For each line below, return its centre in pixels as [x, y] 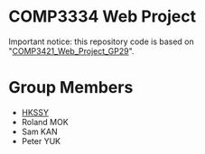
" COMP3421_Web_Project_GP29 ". [71, 50]
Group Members [71, 88]
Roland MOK [45, 122]
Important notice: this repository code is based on [102, 41]
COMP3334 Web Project [102, 17]
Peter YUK [41, 140]
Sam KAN [39, 131]
